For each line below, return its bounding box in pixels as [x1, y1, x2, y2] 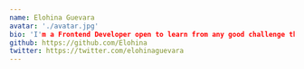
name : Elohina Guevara [9, 13, 95, 22]
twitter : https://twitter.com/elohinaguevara [9, 47, 184, 56]
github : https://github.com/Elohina [9, 38, 147, 47]
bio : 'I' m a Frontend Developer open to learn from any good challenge [9, 30, 286, 39]
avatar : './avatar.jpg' [9, 22, 100, 30]
